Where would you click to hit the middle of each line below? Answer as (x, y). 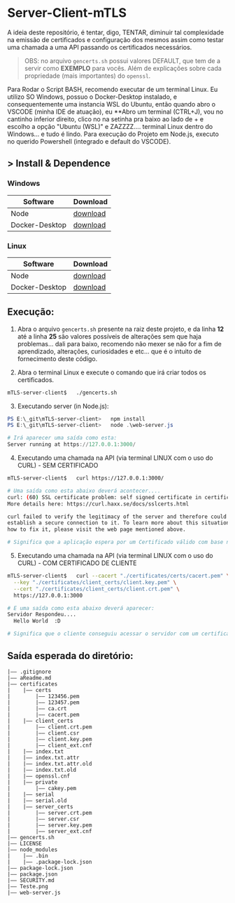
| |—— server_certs (40, 807)
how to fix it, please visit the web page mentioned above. (97, 530)
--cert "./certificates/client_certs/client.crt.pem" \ (97, 589)
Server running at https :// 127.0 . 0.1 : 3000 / (72, 444)
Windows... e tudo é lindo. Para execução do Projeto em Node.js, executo (113, 134)
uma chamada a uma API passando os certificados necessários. (100, 47)
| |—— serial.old (37, 801)
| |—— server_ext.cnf (50, 831)
